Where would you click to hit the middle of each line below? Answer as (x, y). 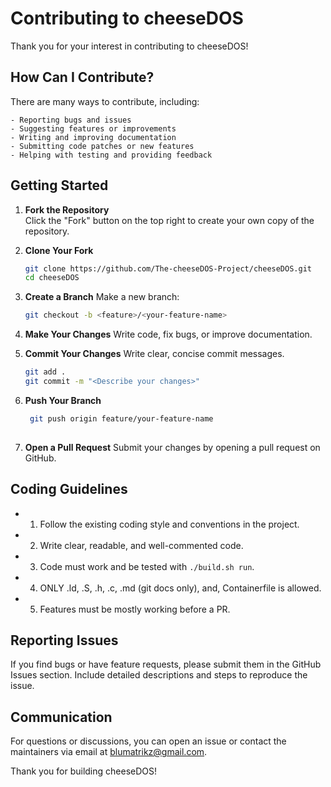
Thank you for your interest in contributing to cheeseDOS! (129, 46)
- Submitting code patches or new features (102, 146)
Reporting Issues (64, 640)
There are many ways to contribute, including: (105, 101)
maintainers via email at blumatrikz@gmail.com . (109, 752)
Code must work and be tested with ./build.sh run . (147, 566)
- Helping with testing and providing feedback (111, 155)
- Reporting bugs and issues (71, 120)
